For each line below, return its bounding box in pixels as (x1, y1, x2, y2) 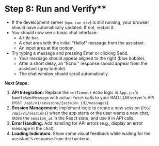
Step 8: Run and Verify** (4, 3, 107, 15)
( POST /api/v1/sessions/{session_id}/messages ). (11, 100, 110, 105)
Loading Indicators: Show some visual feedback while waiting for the (11, 131, 151, 136)
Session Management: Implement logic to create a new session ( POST (11, 105, 151, 111)
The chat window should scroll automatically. (18, 71, 109, 76)
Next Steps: (4, 80, 29, 86)
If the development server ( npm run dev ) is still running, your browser (11, 19, 149, 25)
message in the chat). (11, 125, 55, 131)
